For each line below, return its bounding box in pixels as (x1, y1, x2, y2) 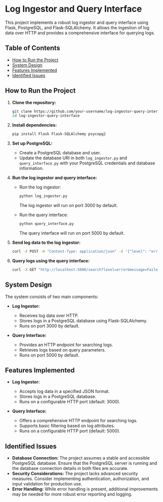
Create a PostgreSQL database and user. (19, 150, 101, 156)
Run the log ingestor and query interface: (12, 175, 97, 181)
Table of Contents (5, 44, 61, 52)
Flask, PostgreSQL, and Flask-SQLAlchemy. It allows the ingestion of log (5, 24, 149, 30)
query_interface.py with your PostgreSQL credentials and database (19, 160, 155, 166)
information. (19, 166, 44, 171)
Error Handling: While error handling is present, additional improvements (12, 486, 158, 492)
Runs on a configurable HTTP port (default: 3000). (19, 399, 120, 405)
